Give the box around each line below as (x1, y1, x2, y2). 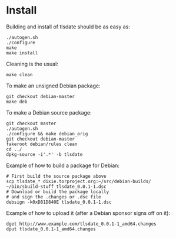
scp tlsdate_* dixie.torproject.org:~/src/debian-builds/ (6, 178, 151, 184)
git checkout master (6, 120, 57, 126)
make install (6, 50, 38, 56)
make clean (6, 71, 33, 77)
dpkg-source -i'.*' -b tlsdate (6, 151, 83, 157)
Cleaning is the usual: (6, 60, 59, 67)
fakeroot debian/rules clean (6, 141, 78, 147)
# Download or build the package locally (6, 188, 109, 195)
